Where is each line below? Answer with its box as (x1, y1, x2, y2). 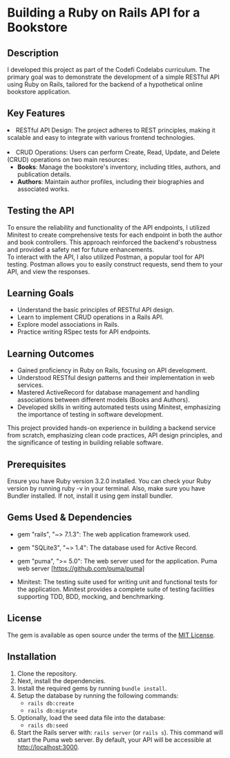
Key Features (7, 107, 66, 119)
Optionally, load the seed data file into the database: (17, 713, 166, 721)
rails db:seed (27, 722, 68, 729)
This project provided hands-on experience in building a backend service (7, 424, 216, 432)
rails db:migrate (27, 707, 78, 714)
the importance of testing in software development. (17, 410, 164, 419)
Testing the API (7, 205, 75, 217)
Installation (7, 651, 57, 662)
